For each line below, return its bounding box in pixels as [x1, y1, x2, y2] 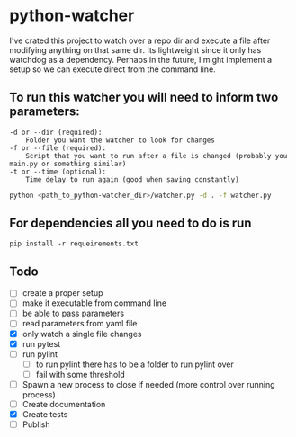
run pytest [22, 338, 61, 349]
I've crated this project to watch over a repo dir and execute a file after [9, 35, 271, 46]
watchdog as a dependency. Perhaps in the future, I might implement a [9, 54, 273, 65]
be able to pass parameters [22, 308, 124, 319]
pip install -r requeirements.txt [9, 239, 139, 248]
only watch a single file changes [22, 328, 142, 339]
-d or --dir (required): [9, 128, 103, 137]
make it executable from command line [22, 298, 167, 308]
